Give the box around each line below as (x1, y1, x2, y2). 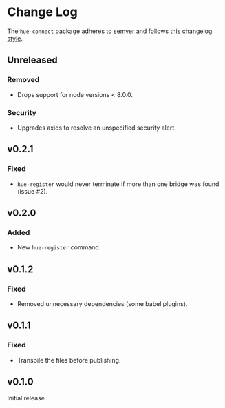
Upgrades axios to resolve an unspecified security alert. (17, 123, 177, 132)
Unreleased (7, 54, 58, 66)
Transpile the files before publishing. (17, 356, 121, 364)
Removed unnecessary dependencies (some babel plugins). (17, 299, 188, 307)
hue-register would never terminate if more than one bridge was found (17, 180, 219, 188)
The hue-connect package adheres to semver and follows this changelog (7, 27, 213, 35)
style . (7, 34, 23, 42)
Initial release (7, 394, 45, 402)
